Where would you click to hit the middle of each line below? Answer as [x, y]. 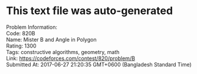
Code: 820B [21, 33]
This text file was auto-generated [89, 11]
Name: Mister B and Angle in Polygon [51, 39]
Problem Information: [32, 27]
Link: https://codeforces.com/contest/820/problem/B [71, 58]
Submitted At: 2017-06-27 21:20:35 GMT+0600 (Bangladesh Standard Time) [99, 64]
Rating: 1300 [21, 46]
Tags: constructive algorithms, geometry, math [63, 52]
